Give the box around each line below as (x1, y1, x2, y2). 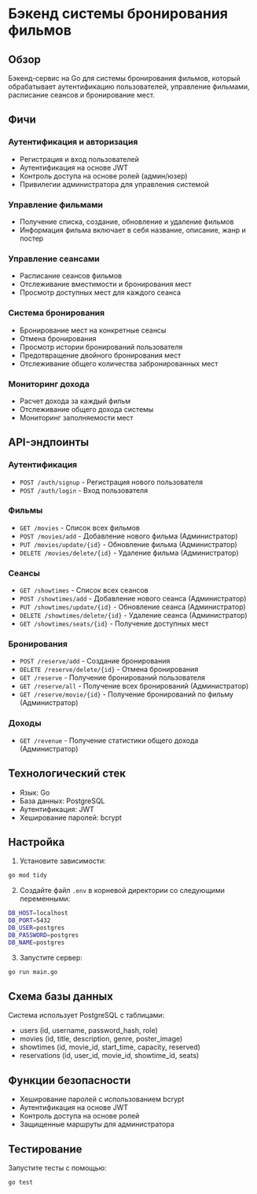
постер (19, 233, 44, 243)
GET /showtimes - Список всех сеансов (19, 586, 149, 595)
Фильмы (8, 505, 43, 516)
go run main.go (8, 968, 58, 975)
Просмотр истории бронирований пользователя (19, 342, 183, 351)
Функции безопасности (8, 1074, 131, 1087)
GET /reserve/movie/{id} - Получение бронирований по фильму (19, 689, 234, 700)
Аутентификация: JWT (19, 804, 94, 814)
